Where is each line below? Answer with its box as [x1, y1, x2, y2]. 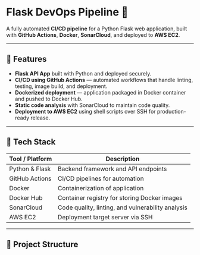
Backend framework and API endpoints [57, 165, 167, 173]
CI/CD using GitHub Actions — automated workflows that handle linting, [14, 76, 193, 83]
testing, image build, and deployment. [14, 83, 108, 90]
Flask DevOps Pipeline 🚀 [6, 5, 129, 19]
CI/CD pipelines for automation [57, 174, 144, 182]
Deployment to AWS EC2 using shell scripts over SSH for [14, 108, 156, 115]
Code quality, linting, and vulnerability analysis [57, 203, 187, 212]
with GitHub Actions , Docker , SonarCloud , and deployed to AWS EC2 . [6, 31, 180, 38]
